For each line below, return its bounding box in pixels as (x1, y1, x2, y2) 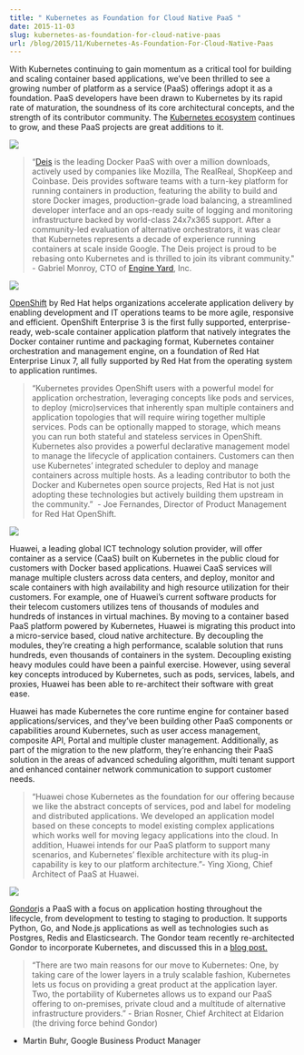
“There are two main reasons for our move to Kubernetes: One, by (31, 959, 279, 970)
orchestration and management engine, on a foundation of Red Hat (9, 346, 260, 357)
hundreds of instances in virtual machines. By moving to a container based (9, 611, 289, 622)
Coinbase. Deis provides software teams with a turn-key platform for (31, 176, 289, 187)
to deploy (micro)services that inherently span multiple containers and (31, 402, 295, 413)
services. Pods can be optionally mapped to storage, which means (31, 421, 281, 432)
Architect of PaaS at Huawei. (31, 868, 140, 879)
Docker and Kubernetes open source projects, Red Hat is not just (31, 480, 275, 491)
